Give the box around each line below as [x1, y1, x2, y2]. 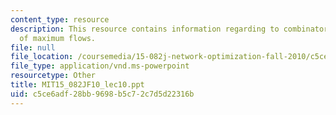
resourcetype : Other [10, 71, 97, 81]
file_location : [10, 52, 74, 62]
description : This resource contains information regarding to [10, 24, 280, 34]
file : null [10, 42, 56, 53]
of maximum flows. [19, 33, 97, 43]
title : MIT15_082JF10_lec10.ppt [10, 80, 145, 90]
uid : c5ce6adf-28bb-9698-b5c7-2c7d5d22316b [10, 89, 195, 99]
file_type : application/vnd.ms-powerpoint [10, 61, 190, 71]
